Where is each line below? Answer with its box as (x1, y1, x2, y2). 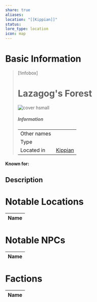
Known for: (5, 161, 29, 167)
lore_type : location (5, 26, 49, 32)
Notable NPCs (5, 234, 66, 246)
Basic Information (5, 53, 82, 65)
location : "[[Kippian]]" (5, 17, 58, 22)
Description (5, 175, 43, 184)
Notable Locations (5, 196, 84, 208)
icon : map (5, 31, 26, 36)
